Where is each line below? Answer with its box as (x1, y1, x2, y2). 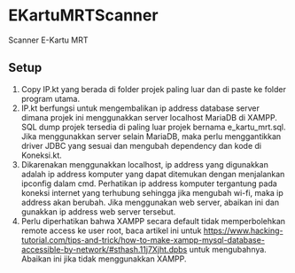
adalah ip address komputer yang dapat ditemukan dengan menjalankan (20, 168, 285, 179)
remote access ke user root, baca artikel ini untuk (20, 225, 202, 236)
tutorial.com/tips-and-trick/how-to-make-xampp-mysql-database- (20, 234, 265, 245)
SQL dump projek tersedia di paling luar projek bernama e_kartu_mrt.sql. (20, 121, 286, 132)
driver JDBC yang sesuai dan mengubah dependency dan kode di (20, 140, 262, 151)
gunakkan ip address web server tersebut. (20, 206, 176, 217)
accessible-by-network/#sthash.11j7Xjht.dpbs (20, 244, 188, 254)
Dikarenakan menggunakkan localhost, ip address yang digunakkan (20, 159, 269, 169)
